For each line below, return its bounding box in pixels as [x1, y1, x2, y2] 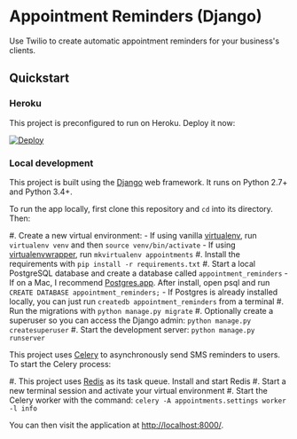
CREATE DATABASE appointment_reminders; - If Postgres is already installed [9, 286, 278, 297]
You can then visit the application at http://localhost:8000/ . [9, 419, 224, 430]
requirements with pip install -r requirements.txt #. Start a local [9, 258, 255, 269]
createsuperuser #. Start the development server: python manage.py [9, 324, 255, 334]
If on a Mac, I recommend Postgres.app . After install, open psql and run [9, 277, 270, 287]
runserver [9, 333, 46, 342]
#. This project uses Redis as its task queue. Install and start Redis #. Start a [9, 375, 286, 387]
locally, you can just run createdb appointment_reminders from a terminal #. [9, 295, 285, 307]
